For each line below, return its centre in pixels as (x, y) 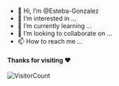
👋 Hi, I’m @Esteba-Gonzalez (58, 11)
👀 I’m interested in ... (47, 18)
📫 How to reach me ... (50, 41)
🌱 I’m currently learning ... (55, 26)
